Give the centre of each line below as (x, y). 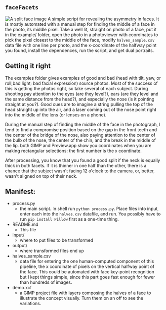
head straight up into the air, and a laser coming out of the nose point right (81, 109)
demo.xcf (22, 288)
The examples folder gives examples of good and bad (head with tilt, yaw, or (83, 78)
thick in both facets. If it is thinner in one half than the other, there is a (76, 165)
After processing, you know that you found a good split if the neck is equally (83, 160)
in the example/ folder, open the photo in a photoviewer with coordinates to (82, 35)
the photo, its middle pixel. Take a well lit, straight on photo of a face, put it (81, 29)
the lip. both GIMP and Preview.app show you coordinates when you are (78, 145)
